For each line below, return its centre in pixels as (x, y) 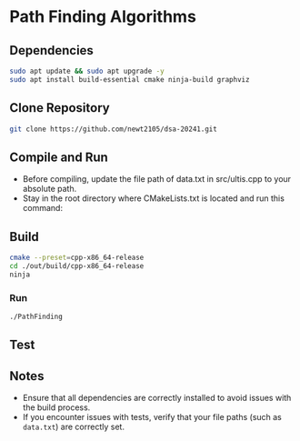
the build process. (56, 407)
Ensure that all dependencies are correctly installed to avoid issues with (157, 398)
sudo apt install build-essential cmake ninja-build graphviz (130, 79)
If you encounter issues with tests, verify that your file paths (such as (152, 417)
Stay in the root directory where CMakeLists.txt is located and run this (153, 198)
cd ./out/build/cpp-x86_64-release (77, 266)
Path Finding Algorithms (103, 17)
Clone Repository (60, 108)
